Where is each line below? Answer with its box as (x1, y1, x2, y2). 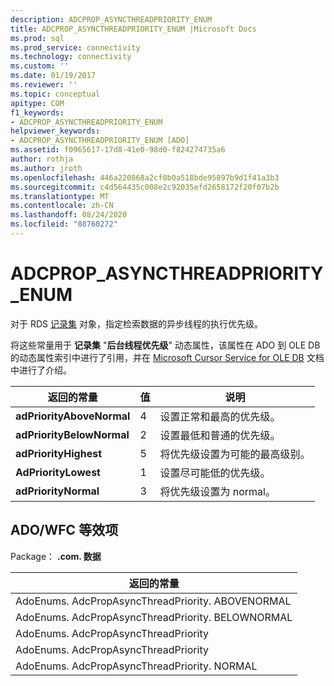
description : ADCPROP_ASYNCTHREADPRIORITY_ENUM (10, 14, 213, 25)
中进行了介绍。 (10, 364, 72, 376)
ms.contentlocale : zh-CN (10, 201, 114, 211)
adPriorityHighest (15, 446, 102, 460)
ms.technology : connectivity (10, 52, 132, 62)
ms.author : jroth (10, 163, 83, 173)
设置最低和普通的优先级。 (159, 428, 281, 442)
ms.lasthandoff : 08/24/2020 (10, 210, 128, 220)
